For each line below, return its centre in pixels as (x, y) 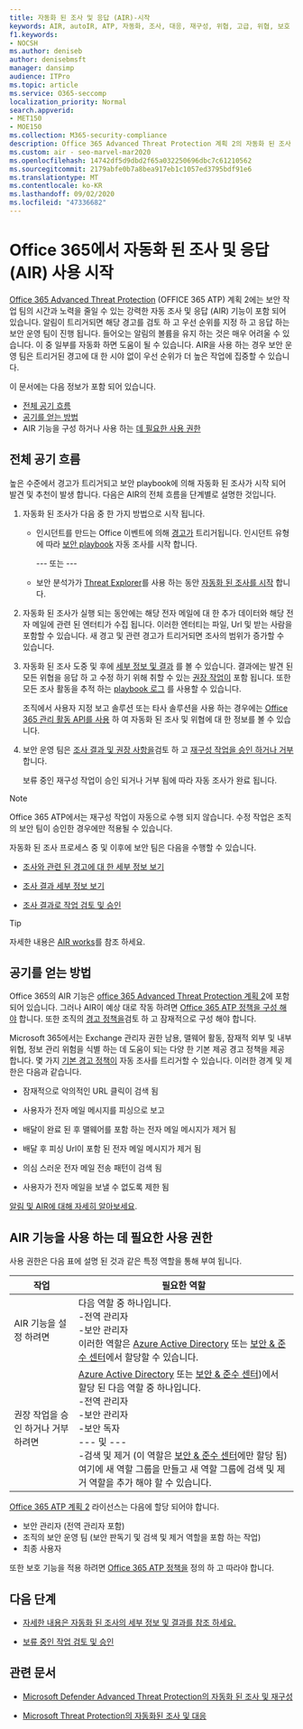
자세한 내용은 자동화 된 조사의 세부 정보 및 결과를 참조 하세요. (129, 1622)
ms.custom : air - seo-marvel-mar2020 (80, 152)
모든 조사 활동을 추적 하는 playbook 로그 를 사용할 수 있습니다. (132, 689)
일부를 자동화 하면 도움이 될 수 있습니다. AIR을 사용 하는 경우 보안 (169, 344)
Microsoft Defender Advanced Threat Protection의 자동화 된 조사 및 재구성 (157, 1696)
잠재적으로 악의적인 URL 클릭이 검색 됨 (91, 1091)
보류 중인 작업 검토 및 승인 (68, 1642)
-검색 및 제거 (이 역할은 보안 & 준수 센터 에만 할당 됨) (183, 1456)
